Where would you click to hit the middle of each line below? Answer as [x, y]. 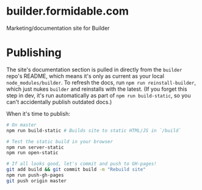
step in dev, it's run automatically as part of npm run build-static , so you [99, 95]
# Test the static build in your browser [60, 141]
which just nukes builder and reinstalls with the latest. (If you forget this [97, 89]
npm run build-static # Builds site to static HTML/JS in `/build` [94, 130]
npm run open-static [33, 153]
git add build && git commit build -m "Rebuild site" [76, 170]
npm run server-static [35, 147]
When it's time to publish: [38, 113]
